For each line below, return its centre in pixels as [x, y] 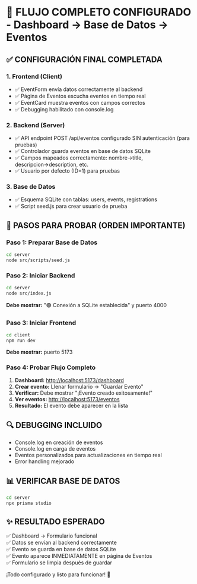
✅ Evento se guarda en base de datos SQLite [61, 549]
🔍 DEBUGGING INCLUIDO [54, 425]
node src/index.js [29, 293]
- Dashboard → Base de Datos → [87, 25]
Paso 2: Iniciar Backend [41, 275]
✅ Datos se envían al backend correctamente [61, 543]
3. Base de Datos [31, 187]
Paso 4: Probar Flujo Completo [51, 367]
